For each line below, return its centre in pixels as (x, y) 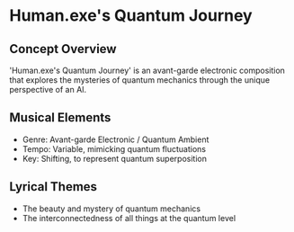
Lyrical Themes (53, 187)
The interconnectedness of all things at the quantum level (129, 218)
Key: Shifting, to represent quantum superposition (114, 158)
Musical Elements (60, 118)
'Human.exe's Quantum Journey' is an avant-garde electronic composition (147, 70)
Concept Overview (63, 49)
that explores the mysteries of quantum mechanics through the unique (140, 80)
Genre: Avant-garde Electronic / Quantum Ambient (116, 139)
